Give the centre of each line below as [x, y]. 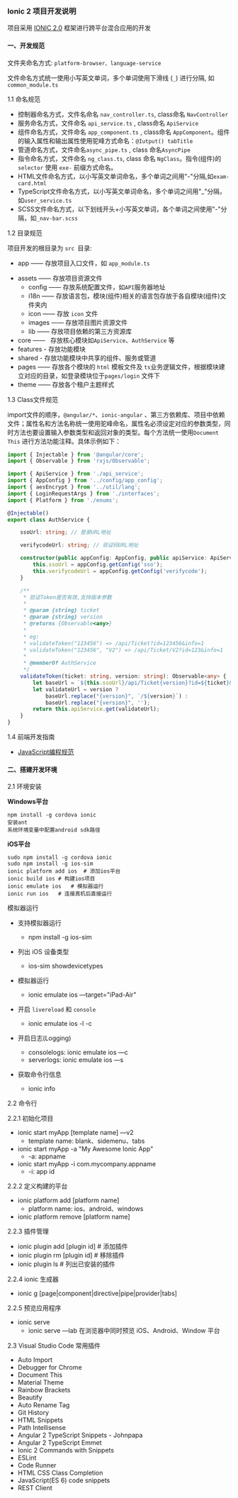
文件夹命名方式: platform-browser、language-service [84, 62]
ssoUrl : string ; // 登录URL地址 [66, 532]
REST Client [35, 1488]
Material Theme [40, 1382]
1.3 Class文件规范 [33, 399]
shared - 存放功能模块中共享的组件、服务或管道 [87, 358]
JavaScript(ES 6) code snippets [64, 1480]
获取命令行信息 [39, 1075]
